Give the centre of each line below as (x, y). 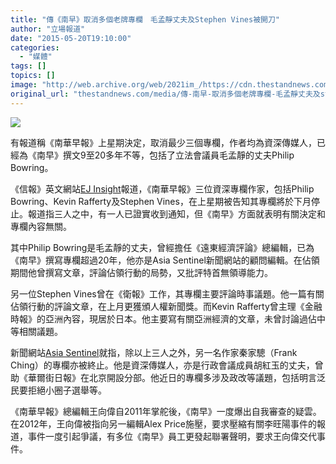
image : (24, 85)
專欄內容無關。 (41, 226)
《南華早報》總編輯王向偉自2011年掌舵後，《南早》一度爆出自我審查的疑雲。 (166, 411)
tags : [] (28, 66)
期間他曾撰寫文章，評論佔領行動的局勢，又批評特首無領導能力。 (141, 272)
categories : (35, 47)
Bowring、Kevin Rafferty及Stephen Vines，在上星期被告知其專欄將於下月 (161, 201)
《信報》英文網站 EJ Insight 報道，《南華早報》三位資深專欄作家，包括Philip (162, 188)
